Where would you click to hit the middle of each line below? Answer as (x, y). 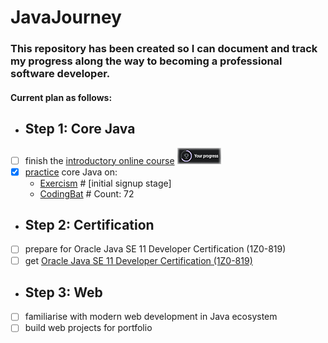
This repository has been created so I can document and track (164, 49)
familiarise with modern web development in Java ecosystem (151, 317)
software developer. (60, 74)
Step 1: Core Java (80, 129)
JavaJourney (66, 17)
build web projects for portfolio (88, 328)
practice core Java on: (71, 172)
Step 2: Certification (89, 225)
